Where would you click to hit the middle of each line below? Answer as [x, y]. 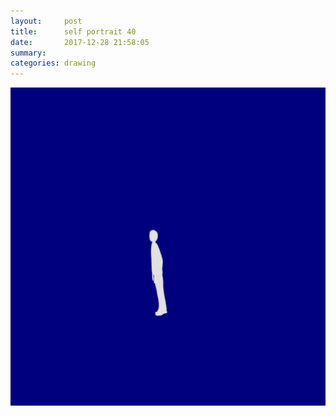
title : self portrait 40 [73, 31]
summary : [28, 53]
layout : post [46, 21]
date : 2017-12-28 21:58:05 [80, 42]
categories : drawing [53, 63]
